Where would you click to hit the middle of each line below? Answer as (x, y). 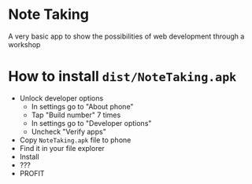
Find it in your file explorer (62, 148)
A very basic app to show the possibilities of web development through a (126, 36)
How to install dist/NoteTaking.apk (122, 77)
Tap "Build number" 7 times (76, 115)
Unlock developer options (61, 98)
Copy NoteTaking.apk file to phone (75, 140)
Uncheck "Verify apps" (69, 131)
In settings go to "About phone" (82, 106)
